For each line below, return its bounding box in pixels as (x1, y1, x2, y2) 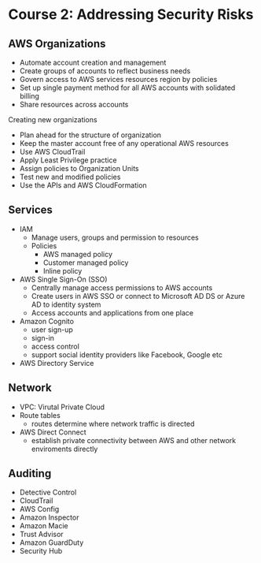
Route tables (19, 410, 61, 419)
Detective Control (19, 487, 77, 498)
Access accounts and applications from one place (31, 308, 194, 317)
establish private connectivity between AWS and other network (31, 435, 237, 445)
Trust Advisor (19, 530, 64, 539)
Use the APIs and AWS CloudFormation (19, 181, 147, 190)
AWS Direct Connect (19, 427, 86, 437)
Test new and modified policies (19, 172, 121, 181)
